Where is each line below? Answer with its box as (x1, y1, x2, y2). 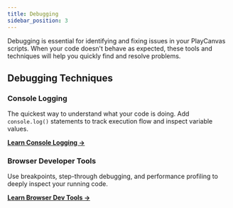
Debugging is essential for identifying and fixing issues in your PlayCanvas (7, 36, 226, 45)
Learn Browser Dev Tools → (7, 193, 91, 202)
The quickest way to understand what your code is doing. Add (7, 109, 190, 118)
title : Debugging (7, 10, 59, 18)
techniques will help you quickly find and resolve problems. (7, 51, 181, 60)
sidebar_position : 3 (7, 17, 69, 24)
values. (7, 125, 28, 133)
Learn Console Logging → (7, 138, 85, 147)
